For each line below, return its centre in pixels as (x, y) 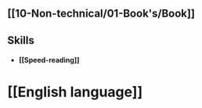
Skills (21, 40)
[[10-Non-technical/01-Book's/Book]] (101, 14)
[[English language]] (75, 92)
